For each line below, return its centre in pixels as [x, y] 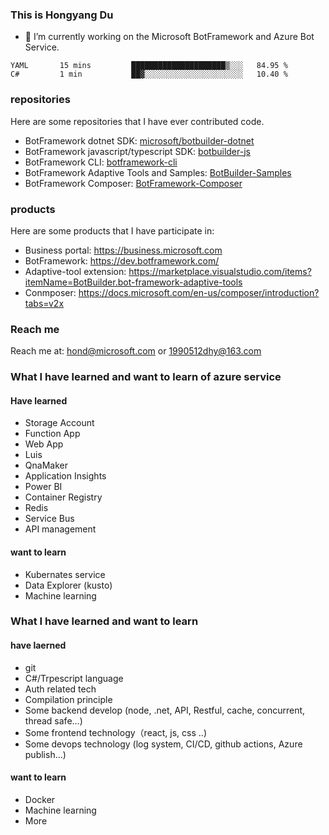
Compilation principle [68, 699]
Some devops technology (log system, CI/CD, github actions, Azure [163, 744]
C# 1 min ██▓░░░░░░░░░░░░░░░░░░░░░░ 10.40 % [149, 74]
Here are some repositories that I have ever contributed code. [137, 121]
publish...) [45, 754]
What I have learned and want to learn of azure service [146, 377]
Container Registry [63, 497]
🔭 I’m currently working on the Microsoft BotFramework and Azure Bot [169, 37]
